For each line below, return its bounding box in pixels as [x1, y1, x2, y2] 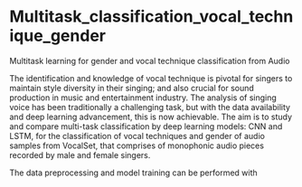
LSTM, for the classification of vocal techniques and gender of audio [9, 130, 265, 141]
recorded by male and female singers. [9, 149, 151, 160]
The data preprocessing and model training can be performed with [9, 167, 258, 178]
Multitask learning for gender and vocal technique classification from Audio [9, 55, 290, 66]
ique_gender [9, 25, 107, 46]
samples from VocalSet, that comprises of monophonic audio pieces [9, 140, 265, 151]
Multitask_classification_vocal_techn [9, 6, 294, 27]
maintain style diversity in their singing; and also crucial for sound [9, 82, 255, 93]
